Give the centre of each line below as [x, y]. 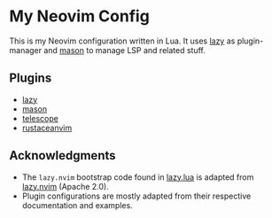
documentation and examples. [77, 205]
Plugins [31, 78]
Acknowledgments [63, 156]
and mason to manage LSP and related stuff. [124, 50]
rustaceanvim [47, 128]
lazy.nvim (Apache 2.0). [65, 186]
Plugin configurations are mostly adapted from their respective [136, 196]
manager [26, 50]
